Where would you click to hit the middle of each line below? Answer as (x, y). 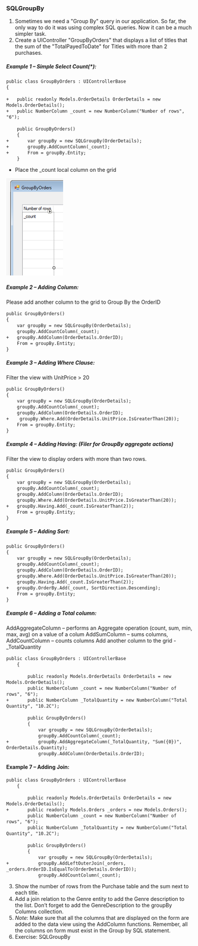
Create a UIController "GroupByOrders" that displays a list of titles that (101, 40)
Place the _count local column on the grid (66, 170)
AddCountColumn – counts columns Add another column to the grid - (91, 641)
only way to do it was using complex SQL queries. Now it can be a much (103, 27)
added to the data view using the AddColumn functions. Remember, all (101, 924)
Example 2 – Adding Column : (43, 287)
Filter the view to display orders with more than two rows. (76, 459)
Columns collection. (39, 912)
